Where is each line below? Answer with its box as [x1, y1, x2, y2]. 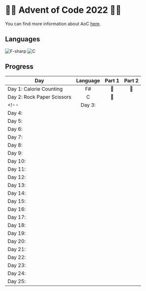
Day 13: [7, 182, 26, 188]
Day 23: [7, 261, 26, 268]
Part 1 [105, 77, 119, 84]
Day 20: [7, 238, 26, 245]
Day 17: [7, 214, 26, 220]
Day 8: [7, 142, 23, 148]
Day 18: [7, 221, 26, 228]
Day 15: [7, 197, 26, 204]
